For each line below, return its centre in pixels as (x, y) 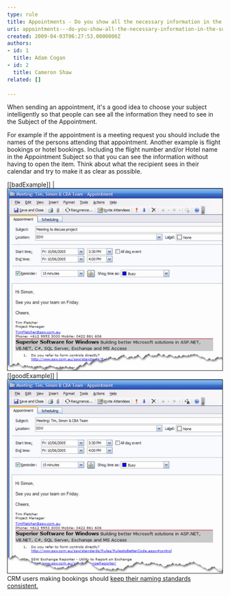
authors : (20, 44)
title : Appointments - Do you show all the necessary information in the (115, 22)
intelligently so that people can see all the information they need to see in (110, 115)
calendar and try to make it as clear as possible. (75, 171)
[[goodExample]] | (33, 376)
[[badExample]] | (31, 184)
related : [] (24, 80)
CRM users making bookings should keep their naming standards (99, 578)
